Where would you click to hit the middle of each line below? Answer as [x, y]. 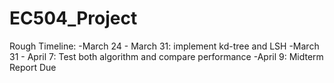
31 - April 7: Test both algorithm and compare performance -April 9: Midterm [166, 56]
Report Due [33, 67]
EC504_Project [73, 18]
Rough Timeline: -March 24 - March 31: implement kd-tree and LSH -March [164, 46]
